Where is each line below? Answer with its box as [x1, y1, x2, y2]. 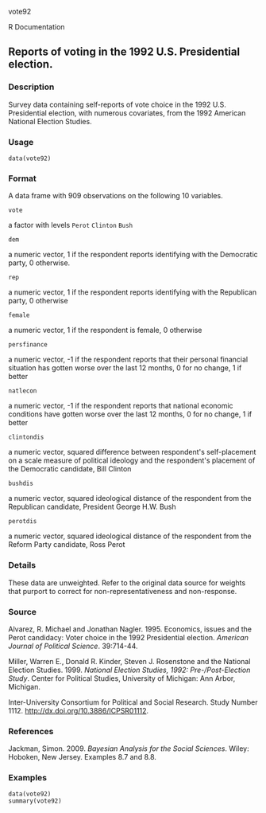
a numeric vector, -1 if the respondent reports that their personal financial [8, 354, 249, 365]
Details [8, 560, 37, 571]
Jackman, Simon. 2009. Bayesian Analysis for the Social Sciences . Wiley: [8, 744, 249, 753]
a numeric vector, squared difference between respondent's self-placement [8, 448, 256, 457]
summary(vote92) [8, 797, 62, 805]
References [8, 725, 54, 737]
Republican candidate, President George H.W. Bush [8, 502, 176, 512]
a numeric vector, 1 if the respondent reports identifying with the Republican [8, 287, 256, 297]
